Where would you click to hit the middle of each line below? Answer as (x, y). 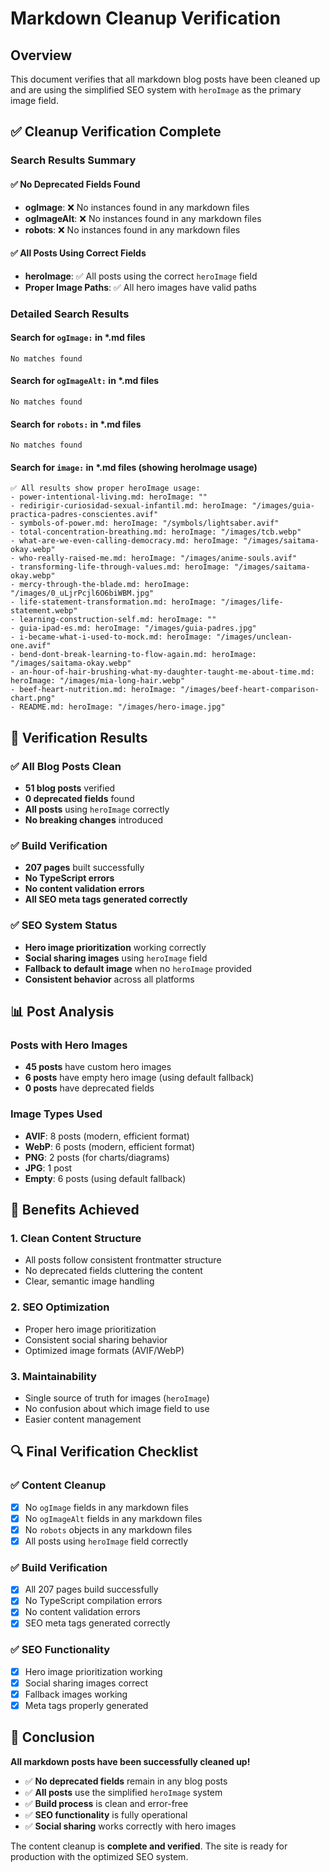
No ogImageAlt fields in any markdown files (113, 1518)
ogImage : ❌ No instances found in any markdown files (137, 207)
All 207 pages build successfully (91, 1589)
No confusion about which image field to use (117, 1408)
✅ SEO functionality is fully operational (106, 1814)
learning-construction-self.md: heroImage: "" (118, 620)
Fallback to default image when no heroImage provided (138, 968)
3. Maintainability (53, 1376)
